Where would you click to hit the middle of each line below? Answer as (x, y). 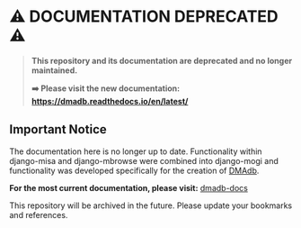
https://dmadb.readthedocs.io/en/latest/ (110, 101)
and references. (39, 214)
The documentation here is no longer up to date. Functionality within (136, 151)
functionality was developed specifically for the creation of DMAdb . (134, 170)
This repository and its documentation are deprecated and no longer (162, 60)
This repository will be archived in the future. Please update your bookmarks (151, 205)
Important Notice (58, 129)
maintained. (54, 70)
